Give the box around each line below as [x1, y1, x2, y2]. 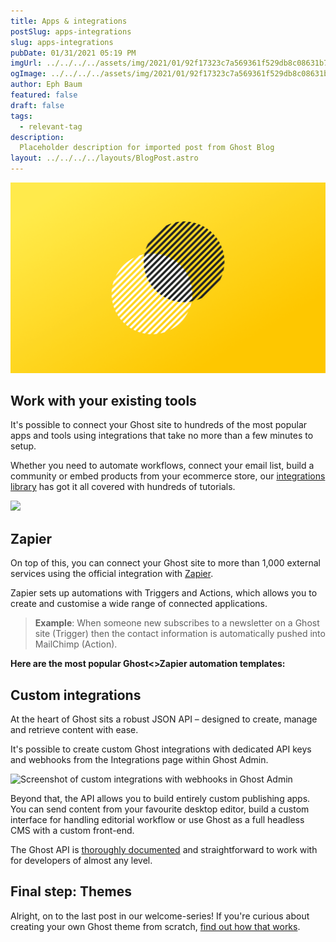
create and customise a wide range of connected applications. [10, 598, 268, 610]
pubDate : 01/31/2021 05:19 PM [10, 48, 137, 58]
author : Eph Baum [10, 80, 83, 90]
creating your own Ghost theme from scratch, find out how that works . [10, 920, 301, 932]
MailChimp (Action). [34, 638, 118, 650]
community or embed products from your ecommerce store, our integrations [10, 470, 326, 482]
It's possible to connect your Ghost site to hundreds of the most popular [10, 419, 308, 431]
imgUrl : [10, 58, 43, 69]
